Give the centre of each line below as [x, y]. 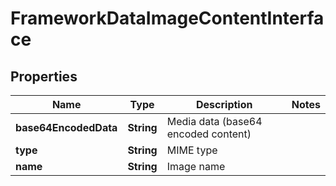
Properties [44, 76]
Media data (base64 [214, 121]
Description [224, 104]
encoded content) [209, 134]
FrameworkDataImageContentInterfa [167, 18]
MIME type [192, 150]
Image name [196, 166]
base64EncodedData [66, 127]
